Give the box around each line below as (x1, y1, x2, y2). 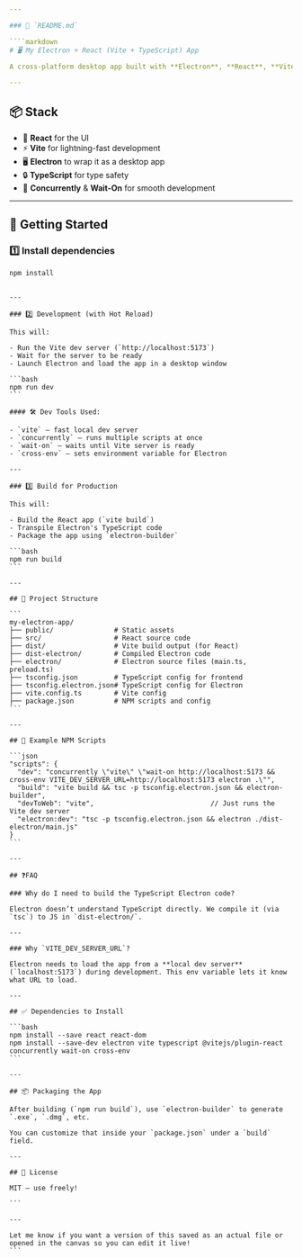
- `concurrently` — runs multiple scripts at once (9, 433, 203, 442)
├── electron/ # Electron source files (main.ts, (9, 657, 247, 666)
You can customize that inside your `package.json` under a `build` (9, 1128, 271, 1137)
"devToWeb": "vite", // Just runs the (17, 798, 276, 808)
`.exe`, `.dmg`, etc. (9, 1112, 91, 1121)
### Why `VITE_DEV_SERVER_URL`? (9, 944, 130, 953)
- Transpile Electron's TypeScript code (9, 523, 164, 532)
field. (9, 1136, 34, 1146)
